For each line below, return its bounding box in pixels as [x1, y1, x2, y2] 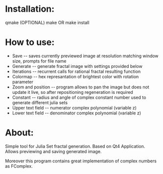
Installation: [5, 3, 55, 15]
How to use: [5, 37, 55, 48]
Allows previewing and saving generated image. [5, 148, 102, 154]
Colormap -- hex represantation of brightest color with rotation [12, 73, 139, 79]
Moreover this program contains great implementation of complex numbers [5, 158, 157, 164]
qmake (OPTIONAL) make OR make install [5, 20, 90, 25]
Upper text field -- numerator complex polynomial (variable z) [12, 105, 137, 110]
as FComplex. [5, 163, 33, 169]
